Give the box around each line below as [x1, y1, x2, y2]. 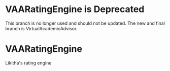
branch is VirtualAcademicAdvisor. [5, 25, 78, 31]
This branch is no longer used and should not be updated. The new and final [5, 20, 165, 26]
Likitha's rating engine [5, 59, 52, 66]
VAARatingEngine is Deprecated [5, 4, 145, 15]
